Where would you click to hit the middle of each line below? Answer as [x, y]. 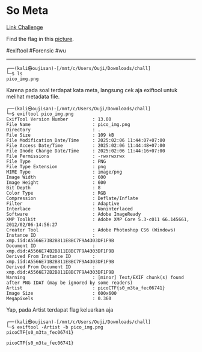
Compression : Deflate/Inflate [72, 198]
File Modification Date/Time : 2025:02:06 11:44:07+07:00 [86, 140]
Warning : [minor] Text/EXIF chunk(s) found [95, 277]
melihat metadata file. [33, 96]
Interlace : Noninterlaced [70, 209]
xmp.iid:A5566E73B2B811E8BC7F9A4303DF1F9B [60, 240]
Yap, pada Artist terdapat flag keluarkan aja [60, 310]
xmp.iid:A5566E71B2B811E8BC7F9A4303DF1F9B [60, 262]
